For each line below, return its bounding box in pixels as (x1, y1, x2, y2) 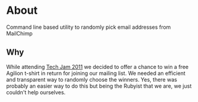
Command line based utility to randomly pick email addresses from (6, 23, 171, 31)
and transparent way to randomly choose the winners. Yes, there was (6, 76, 178, 83)
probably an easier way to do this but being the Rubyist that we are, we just (6, 82, 192, 89)
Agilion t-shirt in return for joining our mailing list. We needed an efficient (6, 70, 185, 77)
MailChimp (6, 29, 33, 37)
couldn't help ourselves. (6, 88, 66, 96)
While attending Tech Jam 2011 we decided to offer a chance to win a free (6, 63, 189, 70)
